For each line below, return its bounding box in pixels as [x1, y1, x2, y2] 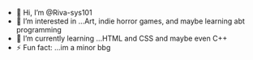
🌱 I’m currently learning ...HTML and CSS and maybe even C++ [15, 33, 228, 43]
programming [15, 25, 62, 34]
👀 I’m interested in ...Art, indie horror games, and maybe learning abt [15, 16, 246, 26]
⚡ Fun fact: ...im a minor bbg [15, 43, 111, 52]
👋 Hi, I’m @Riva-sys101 [15, 8, 92, 17]
